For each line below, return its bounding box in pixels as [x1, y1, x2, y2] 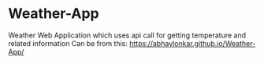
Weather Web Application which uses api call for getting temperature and [8, 30, 247, 40]
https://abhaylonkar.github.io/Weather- [128, 38, 256, 48]
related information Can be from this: [8, 38, 128, 48]
